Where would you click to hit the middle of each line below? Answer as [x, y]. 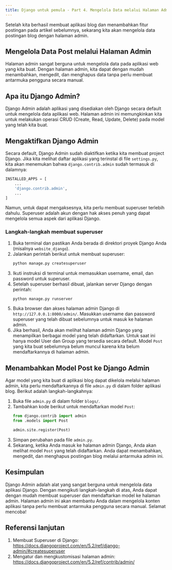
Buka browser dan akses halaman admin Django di [66, 309]
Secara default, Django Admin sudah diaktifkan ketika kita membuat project [85, 154]
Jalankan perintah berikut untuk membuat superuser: [69, 254]
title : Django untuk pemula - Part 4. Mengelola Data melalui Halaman [82, 10]
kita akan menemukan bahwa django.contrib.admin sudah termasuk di [80, 164]
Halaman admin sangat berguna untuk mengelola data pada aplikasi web [82, 64]
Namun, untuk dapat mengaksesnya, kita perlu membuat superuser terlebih [85, 208]
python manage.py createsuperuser [49, 263]
